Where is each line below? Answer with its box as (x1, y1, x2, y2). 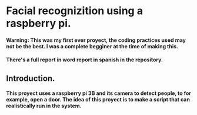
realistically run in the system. (6, 102, 82, 110)
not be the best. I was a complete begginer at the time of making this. (6, 42, 179, 50)
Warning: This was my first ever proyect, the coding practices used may (6, 37, 186, 44)
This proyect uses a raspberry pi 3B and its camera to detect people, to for (6, 90, 192, 97)
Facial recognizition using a (6, 4, 143, 18)
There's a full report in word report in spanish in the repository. (6, 56, 163, 63)
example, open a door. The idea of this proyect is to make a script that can (6, 96, 190, 103)
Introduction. (6, 73, 55, 83)
